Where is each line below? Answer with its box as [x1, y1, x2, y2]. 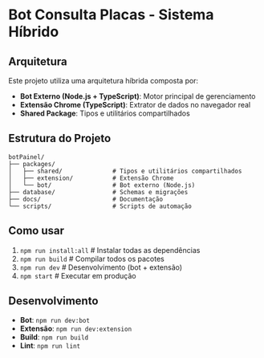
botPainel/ [8, 153, 45, 161]
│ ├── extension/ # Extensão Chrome [8, 174, 174, 182]
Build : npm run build [19, 332, 89, 342]
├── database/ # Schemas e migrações [8, 188, 189, 196]
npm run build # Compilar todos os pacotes [19, 254, 164, 263]
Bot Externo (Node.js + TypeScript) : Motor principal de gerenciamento [19, 92, 256, 101]
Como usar [8, 224, 65, 238]
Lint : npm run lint [19, 341, 81, 351]
